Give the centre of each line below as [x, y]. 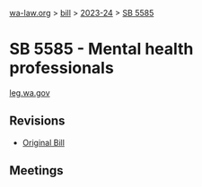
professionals [61, 68]
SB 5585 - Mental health [101, 49]
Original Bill [44, 142]
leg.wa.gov [30, 92]
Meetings [37, 170]
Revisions [37, 121]
